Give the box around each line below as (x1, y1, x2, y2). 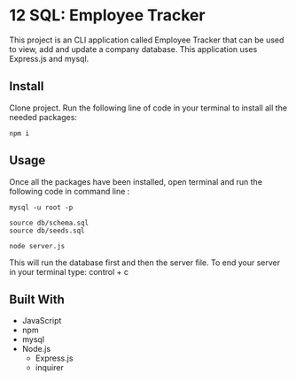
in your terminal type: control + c (9, 266, 129, 277)
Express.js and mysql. (9, 53, 90, 64)
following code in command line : (9, 186, 130, 196)
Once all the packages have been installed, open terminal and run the (9, 176, 263, 187)
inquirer (35, 362, 64, 373)
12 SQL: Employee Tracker (9, 5, 206, 26)
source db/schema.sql (9, 218, 90, 227)
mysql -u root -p (9, 202, 74, 212)
